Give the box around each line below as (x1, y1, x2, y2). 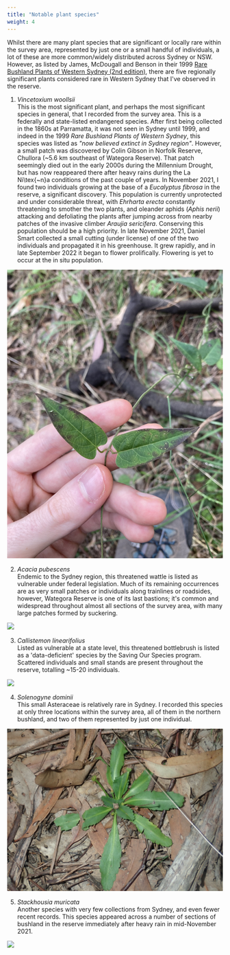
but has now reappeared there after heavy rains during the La (16, 168, 191, 177)
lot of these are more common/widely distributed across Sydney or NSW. (7, 52, 214, 61)
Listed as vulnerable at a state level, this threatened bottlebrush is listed (16, 643, 220, 652)
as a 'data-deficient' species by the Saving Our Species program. (16, 651, 202, 659)
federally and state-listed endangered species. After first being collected (16, 117, 222, 125)
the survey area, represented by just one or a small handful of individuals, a (7, 45, 220, 54)
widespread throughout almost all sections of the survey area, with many (16, 601, 223, 609)
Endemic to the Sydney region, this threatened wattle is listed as (16, 572, 199, 581)
